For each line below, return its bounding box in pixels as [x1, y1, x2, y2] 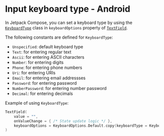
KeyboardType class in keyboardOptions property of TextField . [5, 24, 128, 30]
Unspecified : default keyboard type [12, 44, 83, 49]
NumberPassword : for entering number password [12, 85, 107, 91]
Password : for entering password [12, 80, 77, 86]
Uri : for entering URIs [12, 69, 56, 75]
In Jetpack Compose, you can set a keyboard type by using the [5, 20, 133, 25]
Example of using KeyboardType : [5, 100, 69, 106]
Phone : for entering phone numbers [12, 65, 82, 70]
